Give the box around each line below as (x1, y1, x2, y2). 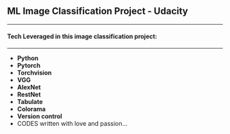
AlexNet (16, 83, 41, 92)
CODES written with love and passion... (16, 120, 128, 128)
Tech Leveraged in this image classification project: (7, 32, 157, 40)
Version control (16, 112, 63, 120)
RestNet (16, 90, 41, 98)
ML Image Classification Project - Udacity (7, 5, 188, 17)
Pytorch (16, 62, 41, 70)
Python (16, 54, 39, 62)
